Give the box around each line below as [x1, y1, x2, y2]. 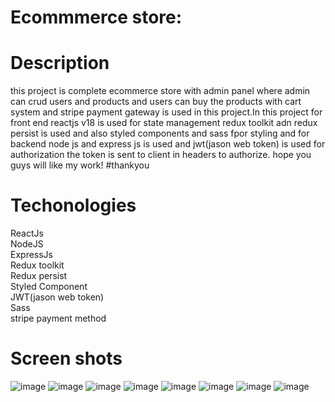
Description [10, 52, 110, 75]
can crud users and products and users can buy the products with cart [10, 96, 302, 108]
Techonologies [10, 194, 137, 217]
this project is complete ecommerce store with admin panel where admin [10, 85, 311, 97]
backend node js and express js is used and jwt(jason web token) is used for [10, 138, 326, 150]
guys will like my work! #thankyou [10, 159, 150, 171]
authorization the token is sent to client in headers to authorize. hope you [10, 149, 312, 161]
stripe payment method [10, 312, 107, 325]
